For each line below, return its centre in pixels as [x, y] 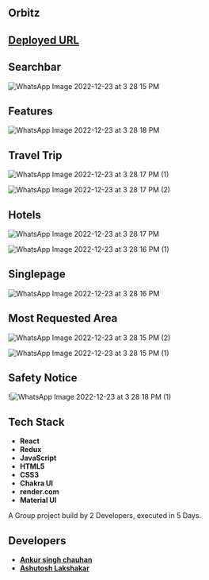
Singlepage [37, 275]
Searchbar [35, 67]
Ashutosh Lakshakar [54, 568]
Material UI [38, 501]
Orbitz [24, 13]
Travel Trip [35, 155]
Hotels [25, 215]
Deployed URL [44, 40]
